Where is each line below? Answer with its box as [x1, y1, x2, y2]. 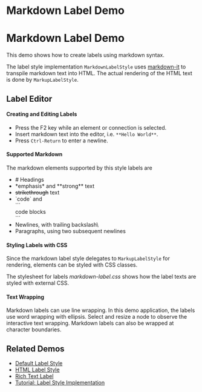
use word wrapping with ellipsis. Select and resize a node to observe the [6, 313, 187, 321]
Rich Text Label [15, 373, 54, 380]
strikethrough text [15, 188, 60, 196]
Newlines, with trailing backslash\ [15, 221, 99, 228]
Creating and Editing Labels [6, 110, 77, 118]
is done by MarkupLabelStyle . [6, 76, 79, 84]
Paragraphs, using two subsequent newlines [15, 227, 126, 234]
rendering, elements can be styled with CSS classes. [6, 261, 138, 268]
